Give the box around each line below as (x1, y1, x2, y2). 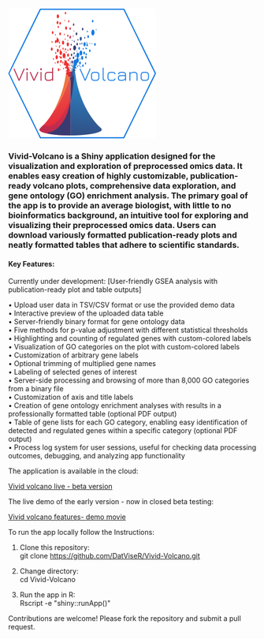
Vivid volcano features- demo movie (8, 512, 126, 521)
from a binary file (8, 384, 65, 394)
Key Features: (8, 259, 55, 268)
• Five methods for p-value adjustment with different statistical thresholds (8, 325, 248, 335)
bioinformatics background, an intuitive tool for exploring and (8, 210, 249, 221)
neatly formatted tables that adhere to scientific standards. (8, 239, 240, 250)
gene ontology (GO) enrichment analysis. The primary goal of (8, 190, 248, 201)
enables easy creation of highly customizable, (8, 170, 189, 181)
